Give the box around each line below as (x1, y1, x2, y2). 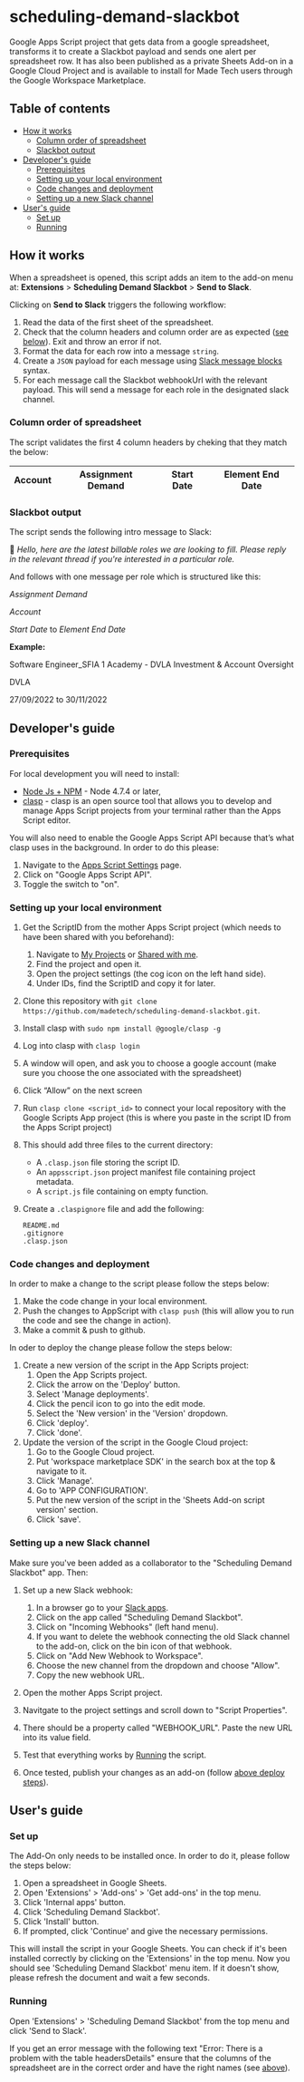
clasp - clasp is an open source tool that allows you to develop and (22, 795, 272, 806)
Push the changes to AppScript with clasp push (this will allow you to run (22, 1305, 294, 1316)
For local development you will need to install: (9, 768, 180, 779)
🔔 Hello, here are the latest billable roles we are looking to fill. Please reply (9, 544, 287, 555)
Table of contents (9, 102, 110, 117)
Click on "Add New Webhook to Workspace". (35, 1650, 204, 1661)
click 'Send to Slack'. (9, 2025, 88, 2036)
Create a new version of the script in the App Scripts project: (22, 1360, 249, 1370)
